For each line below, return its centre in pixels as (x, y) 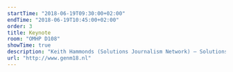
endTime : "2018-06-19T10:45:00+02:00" (63, 20)
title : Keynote (29, 33)
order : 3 (20, 26)
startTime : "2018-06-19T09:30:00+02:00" (67, 13)
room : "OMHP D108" (34, 39)
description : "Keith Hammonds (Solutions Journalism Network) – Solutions (118, 52)
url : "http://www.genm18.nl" (49, 58)
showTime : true (29, 45)
